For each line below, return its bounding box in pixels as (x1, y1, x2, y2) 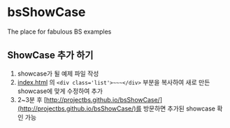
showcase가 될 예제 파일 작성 (17, 69, 99, 78)
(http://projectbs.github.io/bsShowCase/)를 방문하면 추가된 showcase (17, 104, 215, 113)
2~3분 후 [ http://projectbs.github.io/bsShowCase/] (17, 95, 163, 104)
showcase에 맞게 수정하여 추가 (17, 87, 103, 95)
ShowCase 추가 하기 (7, 50, 94, 62)
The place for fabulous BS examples (7, 27, 112, 36)
